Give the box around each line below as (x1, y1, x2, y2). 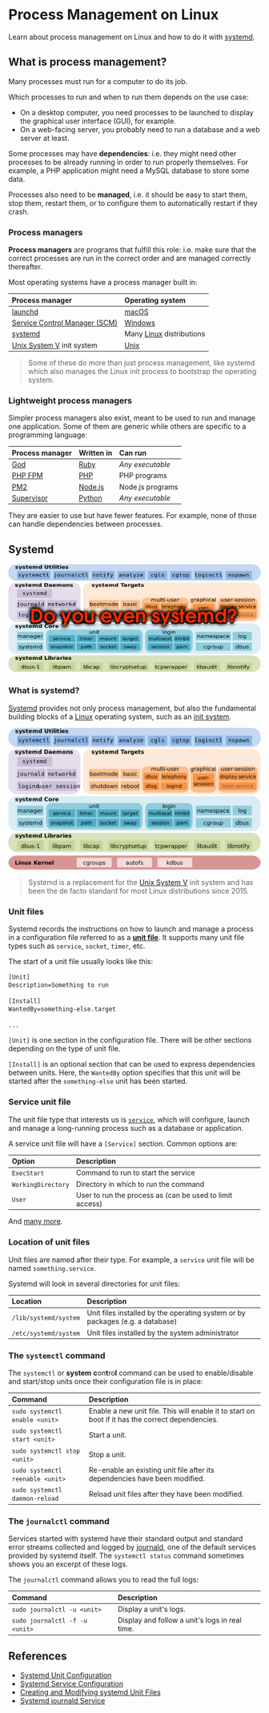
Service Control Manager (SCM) (11, 318, 118, 328)
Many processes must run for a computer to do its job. (8, 76, 188, 86)
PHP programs (118, 471, 168, 481)
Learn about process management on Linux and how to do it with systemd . (8, 32, 255, 42)
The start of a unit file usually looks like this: (8, 957, 154, 967)
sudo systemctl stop (11, 1447, 81, 1455)
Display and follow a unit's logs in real (117, 1615, 242, 1625)
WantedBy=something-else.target (8, 1005, 116, 1014)
